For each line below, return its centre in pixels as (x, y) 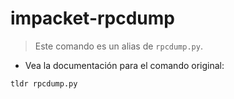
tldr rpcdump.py (44, 83)
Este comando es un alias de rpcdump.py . (118, 46)
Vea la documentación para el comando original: (124, 65)
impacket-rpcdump (92, 18)
